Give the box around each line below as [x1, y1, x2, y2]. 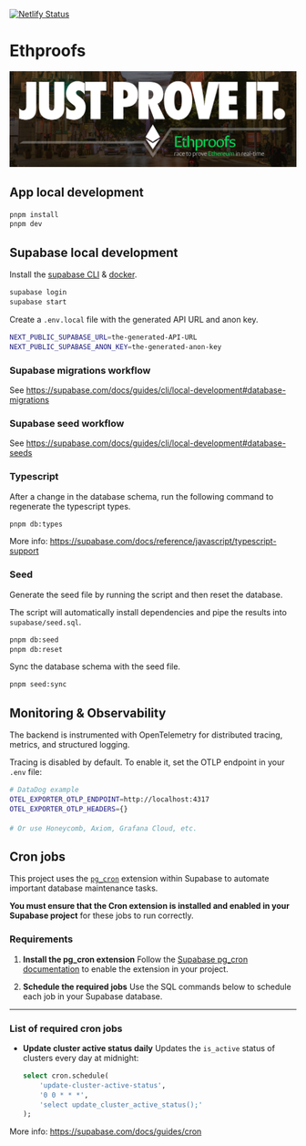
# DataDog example [9, 785, 79, 795]
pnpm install [9, 210, 59, 219]
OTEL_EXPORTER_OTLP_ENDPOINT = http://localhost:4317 [9, 795, 209, 804]
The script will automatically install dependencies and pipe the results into [9, 606, 287, 617]
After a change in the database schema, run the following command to [9, 490, 274, 501]
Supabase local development [9, 244, 178, 260]
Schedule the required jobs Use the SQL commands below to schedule [22, 981, 291, 992]
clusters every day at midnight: [22, 1052, 139, 1063]
